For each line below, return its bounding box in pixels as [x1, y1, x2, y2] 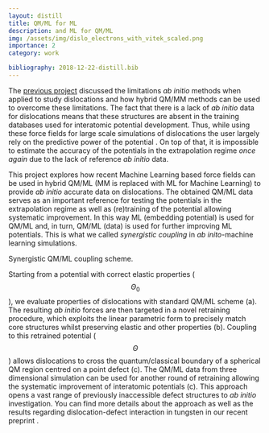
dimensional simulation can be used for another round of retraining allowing [8, 373, 260, 382]
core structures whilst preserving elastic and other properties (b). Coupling [8, 322, 258, 332]
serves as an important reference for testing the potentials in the [8, 195, 222, 205]
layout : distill [8, 11, 63, 20]
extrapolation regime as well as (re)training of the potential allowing [8, 204, 232, 213]
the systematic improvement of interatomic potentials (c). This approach [8, 381, 248, 391]
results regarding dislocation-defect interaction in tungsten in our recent [8, 407, 248, 417]
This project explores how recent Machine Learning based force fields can [8, 170, 256, 179]
